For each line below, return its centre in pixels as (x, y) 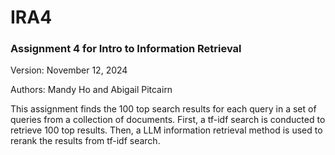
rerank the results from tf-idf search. (85, 141)
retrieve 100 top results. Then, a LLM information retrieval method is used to (166, 130)
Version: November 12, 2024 (69, 70)
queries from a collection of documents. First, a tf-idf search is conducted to (168, 120)
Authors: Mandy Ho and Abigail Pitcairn (91, 90)
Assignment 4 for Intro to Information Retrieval (126, 49)
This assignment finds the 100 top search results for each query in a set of (163, 109)
